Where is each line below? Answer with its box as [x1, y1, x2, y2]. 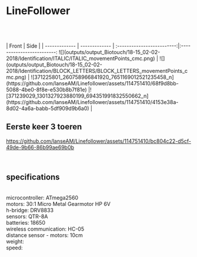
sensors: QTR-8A [6, 213, 48, 220]
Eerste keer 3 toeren [6, 122, 82, 132]
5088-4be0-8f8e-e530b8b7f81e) [6, 86, 87, 93]
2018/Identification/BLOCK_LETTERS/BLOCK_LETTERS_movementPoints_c [6, 67, 188, 74]
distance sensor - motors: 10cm [6, 231, 84, 239]
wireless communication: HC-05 [6, 225, 84, 232]
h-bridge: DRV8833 [6, 206, 54, 213]
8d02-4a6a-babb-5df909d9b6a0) [6, 105, 89, 112]
